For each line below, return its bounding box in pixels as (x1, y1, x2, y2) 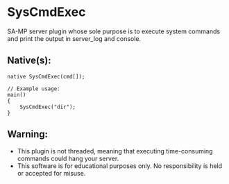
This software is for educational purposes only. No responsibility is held (17, 161, 223, 170)
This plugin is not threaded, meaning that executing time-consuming (17, 147, 213, 155)
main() (7, 91, 26, 98)
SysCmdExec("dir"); (19, 103, 76, 110)
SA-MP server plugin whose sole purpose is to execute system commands (7, 27, 221, 35)
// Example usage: (7, 85, 60, 92)
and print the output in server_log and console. (7, 34, 141, 42)
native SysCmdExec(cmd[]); (7, 73, 85, 80)
